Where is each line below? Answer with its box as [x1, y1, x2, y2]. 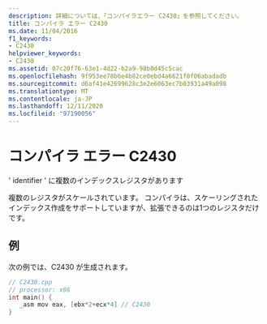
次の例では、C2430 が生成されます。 [8, 262, 132, 271]
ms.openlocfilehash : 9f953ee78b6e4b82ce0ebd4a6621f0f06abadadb [8, 72, 227, 80]
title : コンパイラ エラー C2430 [8, 19, 108, 28]
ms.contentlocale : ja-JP [8, 95, 93, 103]
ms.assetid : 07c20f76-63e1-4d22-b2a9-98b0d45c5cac [8, 65, 183, 73]
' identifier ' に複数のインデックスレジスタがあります [8, 175, 184, 185]
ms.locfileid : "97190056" [8, 110, 96, 118]
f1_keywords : [8, 34, 53, 43]
